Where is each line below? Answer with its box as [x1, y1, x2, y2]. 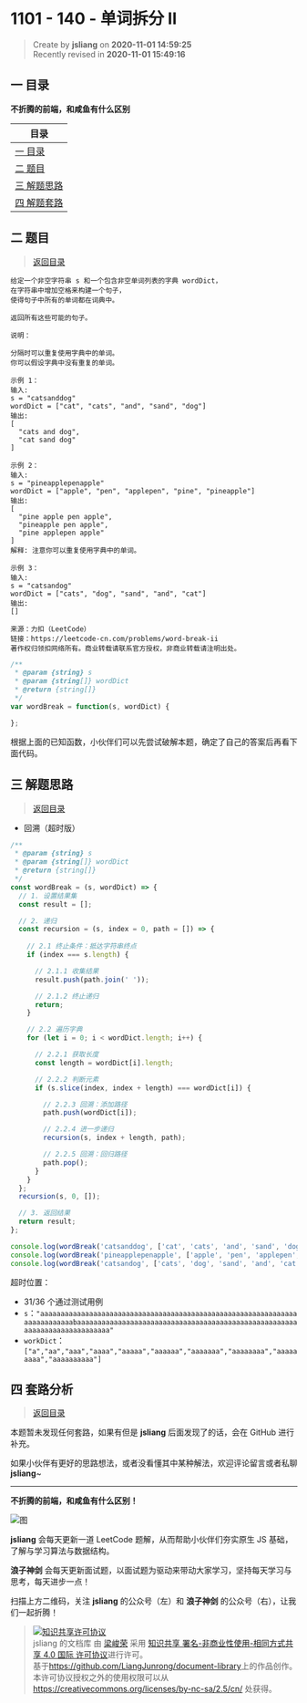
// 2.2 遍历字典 [26, 1025, 83, 1034]
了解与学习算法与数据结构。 [10, 1545, 115, 1556]
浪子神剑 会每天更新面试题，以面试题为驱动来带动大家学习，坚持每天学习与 [10, 1565, 292, 1576]
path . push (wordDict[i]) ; [43, 1108, 138, 1117]
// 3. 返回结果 [18, 1209, 71, 1218]
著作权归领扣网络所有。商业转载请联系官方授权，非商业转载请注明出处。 [10, 644, 241, 653]
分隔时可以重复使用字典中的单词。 [10, 348, 119, 358]
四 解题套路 [15, 196, 64, 209]
